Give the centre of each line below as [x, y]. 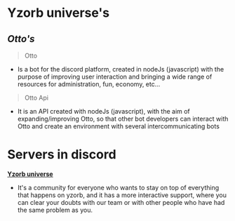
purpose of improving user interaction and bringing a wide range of [115, 76]
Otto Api [36, 98]
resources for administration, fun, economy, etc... [89, 84]
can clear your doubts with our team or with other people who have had [121, 202]
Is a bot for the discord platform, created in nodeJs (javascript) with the [121, 69]
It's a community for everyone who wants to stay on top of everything [118, 187]
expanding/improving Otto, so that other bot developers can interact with [123, 119]
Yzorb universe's [59, 13]
